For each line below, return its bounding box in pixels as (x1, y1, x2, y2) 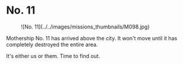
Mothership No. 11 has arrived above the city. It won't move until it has (6, 34, 178, 41)
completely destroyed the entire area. (6, 41, 98, 48)
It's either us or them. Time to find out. (6, 52, 100, 59)
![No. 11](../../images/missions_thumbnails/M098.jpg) (21, 23, 150, 30)
